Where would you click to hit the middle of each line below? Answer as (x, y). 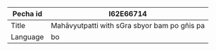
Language (27, 37)
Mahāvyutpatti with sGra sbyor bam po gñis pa (128, 25)
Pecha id (27, 14)
